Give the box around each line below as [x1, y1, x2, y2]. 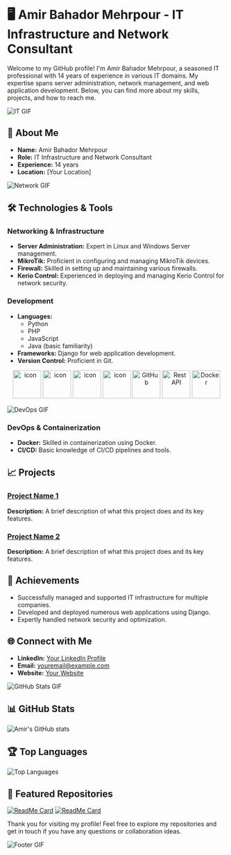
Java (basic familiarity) [27, 341, 93, 350]
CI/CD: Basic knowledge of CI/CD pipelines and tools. [17, 446, 171, 455]
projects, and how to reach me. [7, 93, 96, 102]
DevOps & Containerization [7, 423, 101, 432]
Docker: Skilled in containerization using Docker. [17, 439, 157, 447]
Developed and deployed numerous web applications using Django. [17, 608, 211, 616]
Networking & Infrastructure [7, 226, 105, 236]
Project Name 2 [7, 532, 60, 541]
